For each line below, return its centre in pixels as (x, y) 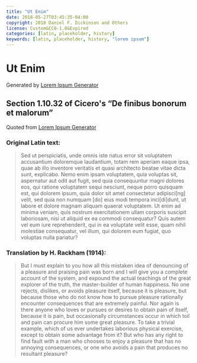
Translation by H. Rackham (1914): (56, 253)
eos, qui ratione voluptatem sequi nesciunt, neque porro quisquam (102, 187)
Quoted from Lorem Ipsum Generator (51, 127)
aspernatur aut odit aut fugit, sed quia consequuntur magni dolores (102, 181)
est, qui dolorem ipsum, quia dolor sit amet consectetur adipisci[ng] (103, 193)
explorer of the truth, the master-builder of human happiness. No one (105, 285)
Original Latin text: (33, 142)
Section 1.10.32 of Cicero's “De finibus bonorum (96, 104)
